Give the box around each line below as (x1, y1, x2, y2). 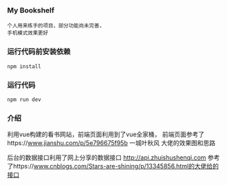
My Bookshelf (7, 6, 55, 15)
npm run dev (7, 96, 41, 103)
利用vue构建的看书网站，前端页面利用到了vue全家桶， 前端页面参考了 (7, 130, 205, 139)
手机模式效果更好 (7, 30, 49, 36)
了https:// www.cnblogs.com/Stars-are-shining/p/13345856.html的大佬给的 (7, 162, 219, 171)
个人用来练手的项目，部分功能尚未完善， (7, 23, 105, 30)
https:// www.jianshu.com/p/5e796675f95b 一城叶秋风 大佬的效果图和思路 (7, 139, 216, 147)
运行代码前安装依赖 (7, 47, 71, 56)
